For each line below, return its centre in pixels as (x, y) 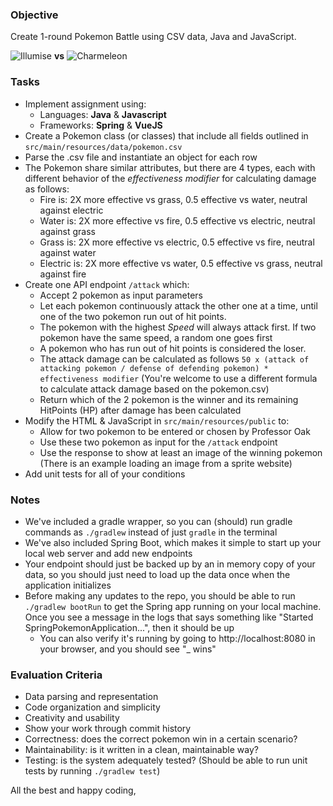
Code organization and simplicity (92, 707)
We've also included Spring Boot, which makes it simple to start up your (173, 542)
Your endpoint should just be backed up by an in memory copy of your (170, 564)
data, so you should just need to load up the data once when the (157, 574)
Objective (34, 15)
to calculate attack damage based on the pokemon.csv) (154, 389)
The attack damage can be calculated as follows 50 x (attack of (174, 359)
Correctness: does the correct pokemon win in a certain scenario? (161, 739)
